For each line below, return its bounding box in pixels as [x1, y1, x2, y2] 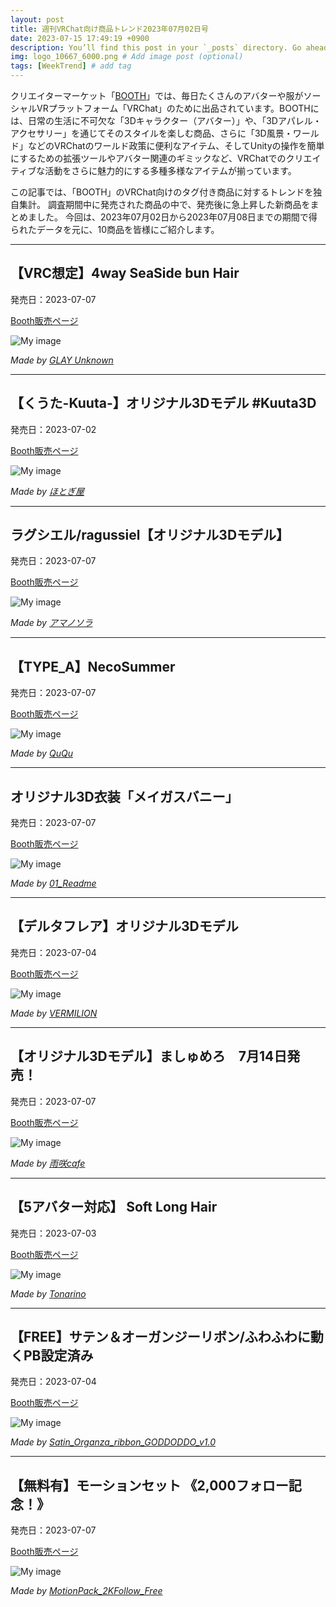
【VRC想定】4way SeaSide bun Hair [10, 265, 240, 282]
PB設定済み [23, 1347, 94, 1364]
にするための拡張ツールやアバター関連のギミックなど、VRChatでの [10, 152, 287, 164]
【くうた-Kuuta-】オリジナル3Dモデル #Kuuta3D [10, 395, 317, 412]
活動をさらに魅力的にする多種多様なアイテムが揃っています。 [44, 165, 297, 176]
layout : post [10, 14, 65, 25]
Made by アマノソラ [10, 617, 93, 629]
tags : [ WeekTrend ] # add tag [10, 61, 132, 71]
